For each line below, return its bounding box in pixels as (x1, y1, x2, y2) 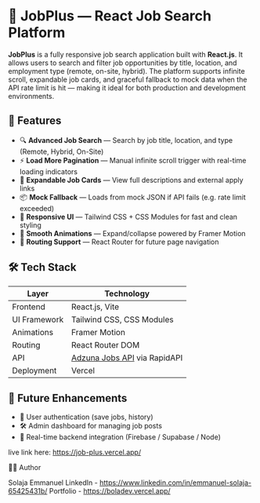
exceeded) (19, 203, 55, 213)
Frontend (12, 301, 45, 312)
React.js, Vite (71, 301, 120, 312)
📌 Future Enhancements (8, 392, 128, 405)
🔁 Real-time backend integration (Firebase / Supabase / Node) (19, 432, 221, 442)
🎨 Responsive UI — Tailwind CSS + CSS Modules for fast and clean (19, 212, 237, 221)
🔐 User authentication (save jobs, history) (19, 412, 153, 422)
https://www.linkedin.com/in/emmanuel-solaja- (99, 478, 252, 487)
